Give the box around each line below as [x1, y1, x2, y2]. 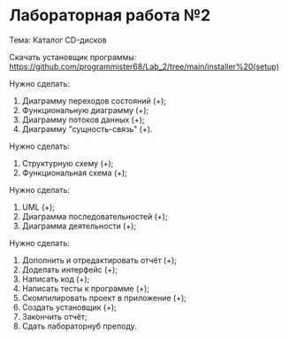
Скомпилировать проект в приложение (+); [21, 292, 187, 303]
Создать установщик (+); [21, 302, 118, 313]
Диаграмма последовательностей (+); [21, 211, 168, 221]
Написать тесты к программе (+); [21, 282, 150, 293]
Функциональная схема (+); [21, 167, 128, 178]
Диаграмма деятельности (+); [21, 220, 137, 231]
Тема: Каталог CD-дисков [9, 35, 108, 45]
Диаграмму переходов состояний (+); [21, 95, 166, 106]
